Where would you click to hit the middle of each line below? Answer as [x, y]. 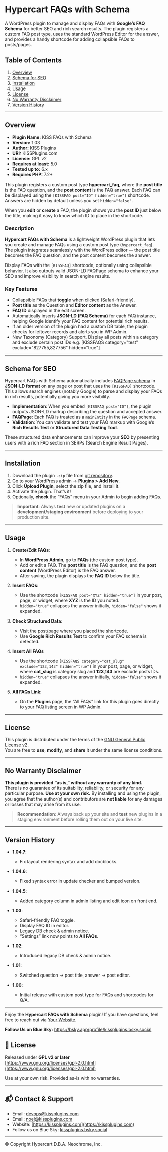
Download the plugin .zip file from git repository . [63, 475]
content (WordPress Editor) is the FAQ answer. [68, 570]
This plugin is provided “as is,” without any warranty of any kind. [74, 783]
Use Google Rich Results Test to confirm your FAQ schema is [83, 636]
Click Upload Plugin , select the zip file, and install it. [66, 486]
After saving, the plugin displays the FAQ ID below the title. [80, 575]
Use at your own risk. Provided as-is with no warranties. [63, 1078]
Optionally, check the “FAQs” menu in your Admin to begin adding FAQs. [87, 497]
